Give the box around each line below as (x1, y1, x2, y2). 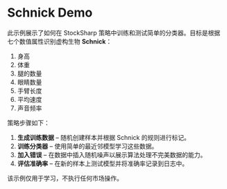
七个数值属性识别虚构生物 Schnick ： (7, 37, 112, 46)
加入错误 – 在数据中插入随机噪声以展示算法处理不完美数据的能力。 (17, 150, 207, 159)
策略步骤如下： (7, 118, 50, 127)
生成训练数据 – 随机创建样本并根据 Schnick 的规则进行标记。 (17, 133, 191, 141)
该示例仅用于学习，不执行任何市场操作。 (7, 174, 123, 182)
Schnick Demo (7, 5, 93, 21)
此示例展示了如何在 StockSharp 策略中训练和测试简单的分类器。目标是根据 (7, 28, 221, 37)
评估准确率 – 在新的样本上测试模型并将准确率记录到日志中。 (17, 159, 189, 168)
